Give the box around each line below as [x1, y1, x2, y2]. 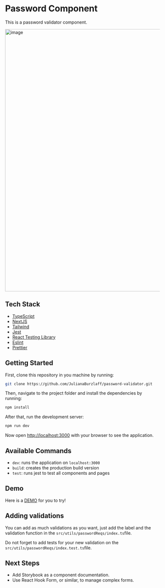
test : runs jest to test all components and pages [12, 470, 110, 476]
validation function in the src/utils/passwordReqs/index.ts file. [5, 530, 132, 536]
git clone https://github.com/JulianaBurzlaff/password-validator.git [5, 381, 153, 386]
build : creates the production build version [12, 465, 99, 470]
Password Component [5, 3, 98, 14]
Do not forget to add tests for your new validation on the [5, 539, 119, 545]
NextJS [12, 318, 27, 324]
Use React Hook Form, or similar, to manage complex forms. [12, 577, 134, 583]
